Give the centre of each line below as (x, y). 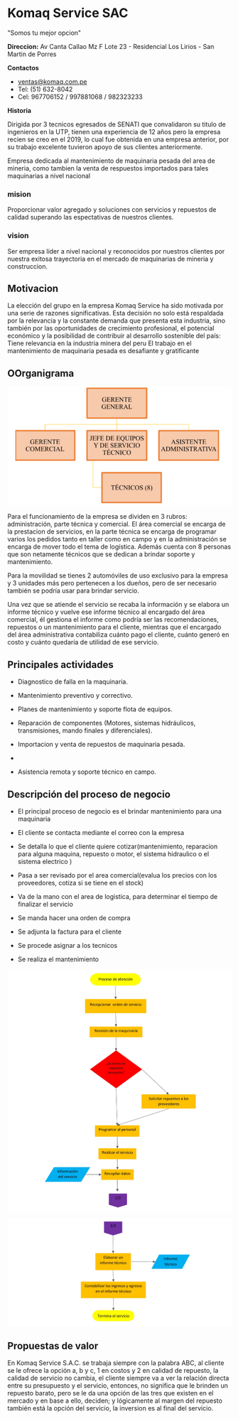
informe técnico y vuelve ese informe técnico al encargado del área (106, 612)
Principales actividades (60, 665)
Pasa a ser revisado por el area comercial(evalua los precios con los (117, 875)
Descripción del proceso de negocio (89, 794)
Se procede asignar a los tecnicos (67, 946)
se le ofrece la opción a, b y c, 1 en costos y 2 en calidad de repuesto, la (113, 1371)
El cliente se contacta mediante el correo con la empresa (101, 833)
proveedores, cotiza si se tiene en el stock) (81, 883)
